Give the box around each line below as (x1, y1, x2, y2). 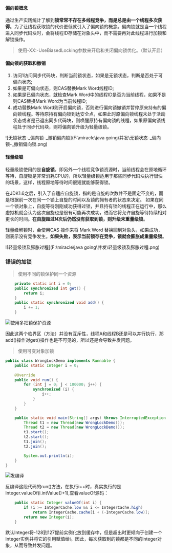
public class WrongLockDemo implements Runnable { (5, 358, 116, 363)
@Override (14, 373, 36, 378)
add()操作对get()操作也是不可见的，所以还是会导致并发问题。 (5, 337, 135, 343)
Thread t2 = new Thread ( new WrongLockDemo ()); (24, 425, 125, 430)
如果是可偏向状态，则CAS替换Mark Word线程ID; (12, 85, 114, 91)
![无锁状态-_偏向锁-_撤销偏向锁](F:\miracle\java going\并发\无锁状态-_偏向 (5, 135, 161, 141)
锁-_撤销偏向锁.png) (5, 141, 48, 148)
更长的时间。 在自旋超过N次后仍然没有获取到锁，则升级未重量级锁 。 (5, 216, 148, 222)
